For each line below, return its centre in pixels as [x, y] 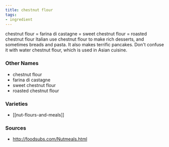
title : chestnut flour [29, 10]
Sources [16, 128]
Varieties [16, 104]
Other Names [22, 63]
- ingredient [19, 19]
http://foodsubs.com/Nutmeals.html [50, 139]
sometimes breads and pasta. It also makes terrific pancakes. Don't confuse [85, 45]
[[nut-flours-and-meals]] [38, 114]
